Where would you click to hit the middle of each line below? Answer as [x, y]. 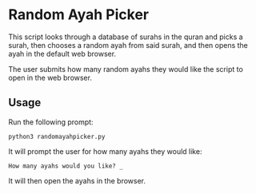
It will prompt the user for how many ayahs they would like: [105, 151]
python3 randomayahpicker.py [57, 136]
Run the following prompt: [51, 122]
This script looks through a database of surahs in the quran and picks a [126, 37]
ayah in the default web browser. [62, 53]
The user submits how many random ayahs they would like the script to [126, 69]
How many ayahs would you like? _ [66, 166]
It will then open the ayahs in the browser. [77, 180]
